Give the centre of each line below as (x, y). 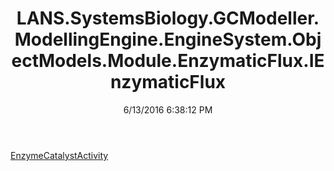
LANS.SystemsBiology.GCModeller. (168, 18)
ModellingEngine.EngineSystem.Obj (168, 39)
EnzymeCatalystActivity (59, 155)
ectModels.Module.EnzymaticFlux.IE (168, 61)
